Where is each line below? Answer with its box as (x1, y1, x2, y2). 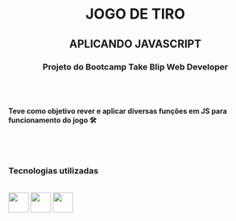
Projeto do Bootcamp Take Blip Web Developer (43, 61, 228, 73)
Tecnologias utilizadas (8, 165, 99, 176)
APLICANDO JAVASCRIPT (69, 37, 201, 51)
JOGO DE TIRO (85, 5, 185, 23)
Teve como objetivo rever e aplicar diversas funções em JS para (8, 106, 227, 116)
